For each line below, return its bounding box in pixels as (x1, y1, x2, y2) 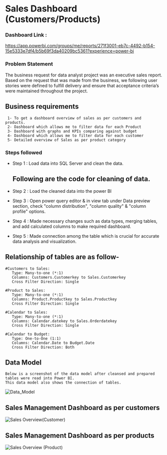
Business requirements (5, 102, 79, 111)
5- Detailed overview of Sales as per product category (7, 137, 126, 142)
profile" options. (12, 208, 46, 214)
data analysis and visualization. (12, 238, 77, 244)
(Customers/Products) (5, 13, 101, 25)
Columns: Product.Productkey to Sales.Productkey (11, 297, 117, 302)
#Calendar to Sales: (5, 310, 48, 315)
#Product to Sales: (5, 288, 46, 293)
